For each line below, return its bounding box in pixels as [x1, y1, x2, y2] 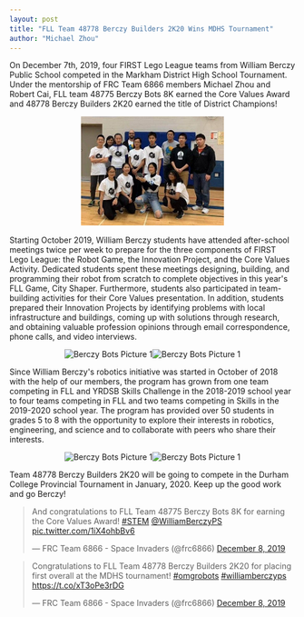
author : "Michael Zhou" [9, 34, 100, 43]
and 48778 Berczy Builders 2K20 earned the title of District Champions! [9, 98, 278, 109]
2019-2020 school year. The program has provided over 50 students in [9, 405, 275, 416]
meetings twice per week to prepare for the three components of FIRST [9, 244, 277, 255]
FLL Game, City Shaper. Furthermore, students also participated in [9, 283, 257, 294]
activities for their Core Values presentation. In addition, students [41, 293, 284, 304]
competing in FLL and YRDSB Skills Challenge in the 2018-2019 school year [9, 386, 292, 397]
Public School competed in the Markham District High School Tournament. [9, 69, 288, 81]
